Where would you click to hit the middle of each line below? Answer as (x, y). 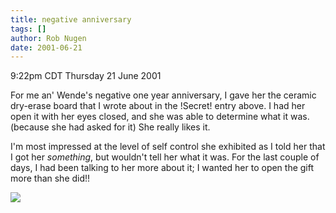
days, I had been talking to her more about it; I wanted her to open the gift (162, 168)
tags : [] (28, 29)
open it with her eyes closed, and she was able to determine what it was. (160, 117)
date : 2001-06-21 (46, 47)
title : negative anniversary (71, 19)
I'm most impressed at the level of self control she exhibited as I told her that (168, 147)
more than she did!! (50, 178)
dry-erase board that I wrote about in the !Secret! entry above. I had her (158, 106)
